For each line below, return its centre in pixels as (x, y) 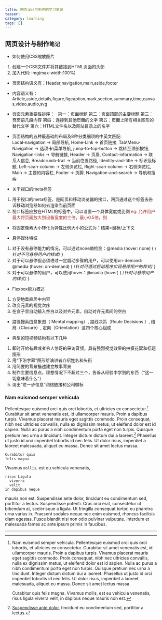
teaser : (13, 14)
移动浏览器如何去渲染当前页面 (46, 205)
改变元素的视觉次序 (31, 305)
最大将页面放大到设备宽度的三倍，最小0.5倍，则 (60, 217)
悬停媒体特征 (25, 238)
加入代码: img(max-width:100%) (44, 73)
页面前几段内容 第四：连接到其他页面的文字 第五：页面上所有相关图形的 (83, 120)
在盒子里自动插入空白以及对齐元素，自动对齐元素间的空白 (69, 311)
